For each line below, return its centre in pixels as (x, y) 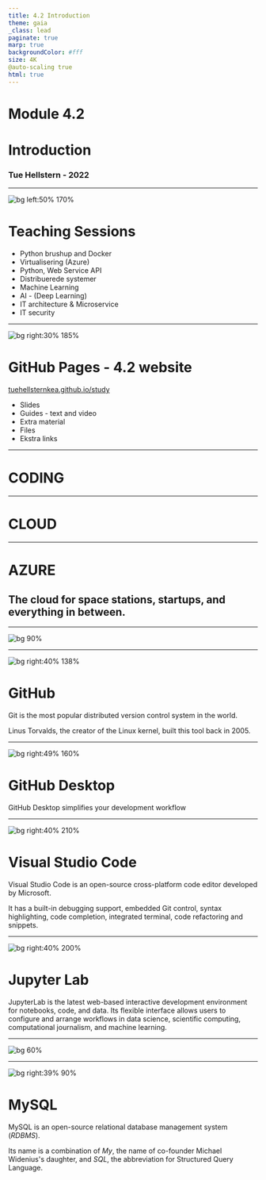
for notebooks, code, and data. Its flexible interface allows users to (117, 1010)
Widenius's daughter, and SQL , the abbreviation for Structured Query (121, 1159)
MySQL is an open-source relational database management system (118, 1127)
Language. (26, 1167)
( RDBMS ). (25, 1135)
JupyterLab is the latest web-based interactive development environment (128, 1001)
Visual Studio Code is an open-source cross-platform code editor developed (133, 884)
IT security (37, 313)
